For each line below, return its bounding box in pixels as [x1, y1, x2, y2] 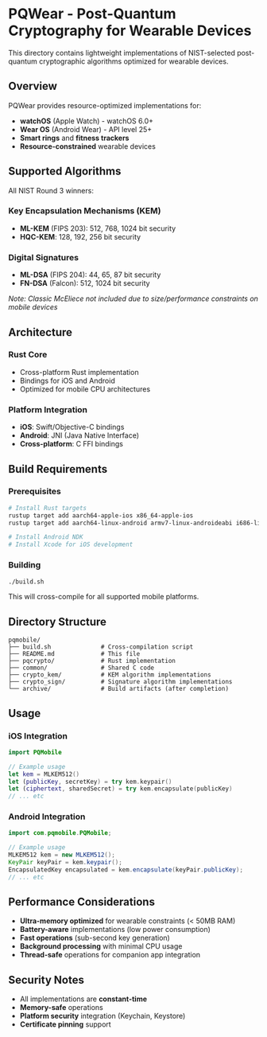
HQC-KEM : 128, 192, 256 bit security [19, 232, 141, 241]
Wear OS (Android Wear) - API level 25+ [19, 124, 153, 134]
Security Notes [8, 973, 85, 987]
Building [8, 559, 41, 571]
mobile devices [8, 302, 58, 312]
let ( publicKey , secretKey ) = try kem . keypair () [8, 778, 172, 786]
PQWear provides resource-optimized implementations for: [8, 100, 202, 110]
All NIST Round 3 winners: [8, 185, 94, 195]
